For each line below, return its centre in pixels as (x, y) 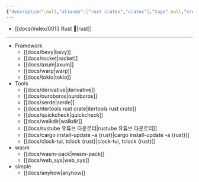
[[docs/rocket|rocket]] (51, 58)
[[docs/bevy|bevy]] (47, 52)
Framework (28, 46)
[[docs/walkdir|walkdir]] (53, 121)
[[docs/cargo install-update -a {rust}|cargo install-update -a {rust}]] (106, 135)
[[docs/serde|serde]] (49, 102)
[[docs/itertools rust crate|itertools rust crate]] (80, 108)
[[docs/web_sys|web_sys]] (56, 160)
